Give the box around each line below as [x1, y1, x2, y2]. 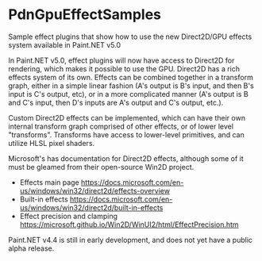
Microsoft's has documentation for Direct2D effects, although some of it [8, 153, 244, 163]
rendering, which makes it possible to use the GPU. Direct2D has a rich [8, 63, 241, 73]
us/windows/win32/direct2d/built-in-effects [19, 202, 164, 212]
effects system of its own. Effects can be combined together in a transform [8, 72, 254, 82]
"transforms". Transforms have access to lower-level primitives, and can [8, 129, 245, 140]
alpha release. [8, 244, 55, 253]
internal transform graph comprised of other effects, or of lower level [8, 121, 234, 131]
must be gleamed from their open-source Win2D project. [8, 162, 195, 171]
